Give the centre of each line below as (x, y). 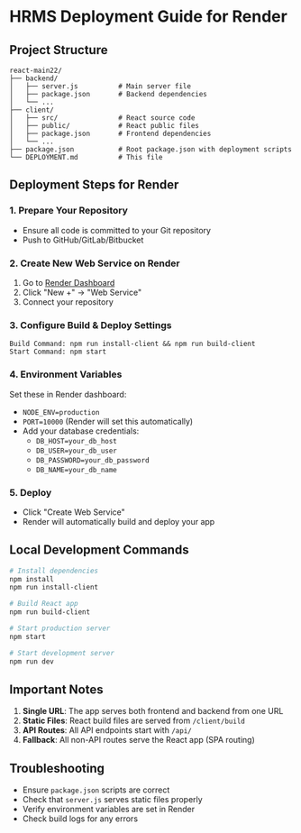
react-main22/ (36, 70)
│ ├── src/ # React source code (102, 118)
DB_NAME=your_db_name (76, 470)
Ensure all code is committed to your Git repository (117, 230)
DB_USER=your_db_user (76, 451)
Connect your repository (68, 302)
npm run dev (32, 661)
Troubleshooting (57, 768)
